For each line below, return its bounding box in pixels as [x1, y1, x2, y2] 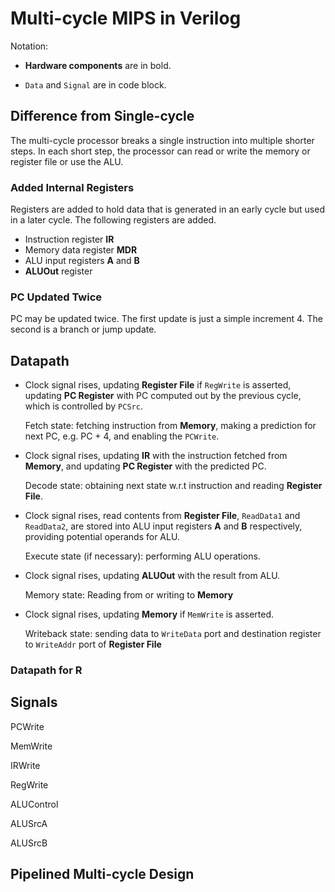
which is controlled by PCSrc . [24, 400, 143, 412]
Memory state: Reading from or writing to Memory [24, 589, 234, 601]
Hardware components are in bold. [24, 59, 172, 71]
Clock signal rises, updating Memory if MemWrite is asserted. [24, 608, 275, 621]
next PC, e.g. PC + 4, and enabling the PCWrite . [24, 430, 220, 442]
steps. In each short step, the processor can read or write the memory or [10, 145, 311, 157]
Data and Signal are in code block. [24, 78, 167, 91]
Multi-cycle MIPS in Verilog [10, 7, 242, 30]
